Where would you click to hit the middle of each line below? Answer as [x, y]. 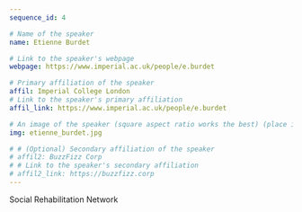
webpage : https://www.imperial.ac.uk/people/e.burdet [112, 67]
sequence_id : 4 [38, 18]
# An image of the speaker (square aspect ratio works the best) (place [148, 124]
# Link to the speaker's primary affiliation [96, 100]
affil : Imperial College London [70, 92]
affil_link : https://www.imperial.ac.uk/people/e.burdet [118, 108]
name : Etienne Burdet [50, 42]
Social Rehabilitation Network [64, 199]
